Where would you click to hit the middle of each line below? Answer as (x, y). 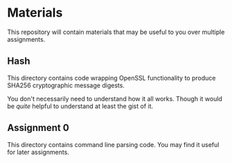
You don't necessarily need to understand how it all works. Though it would (115, 98)
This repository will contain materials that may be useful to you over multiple (116, 32)
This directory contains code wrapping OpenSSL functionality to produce (111, 78)
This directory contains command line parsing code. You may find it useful (113, 144)
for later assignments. (38, 152)
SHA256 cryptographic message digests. (66, 85)
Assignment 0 (38, 128)
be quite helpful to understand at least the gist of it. (80, 106)
